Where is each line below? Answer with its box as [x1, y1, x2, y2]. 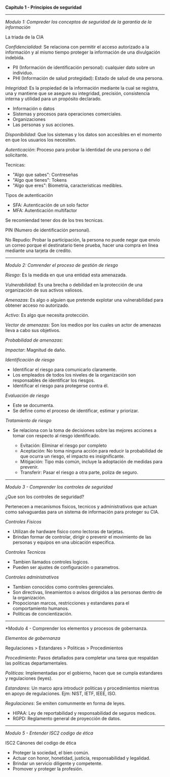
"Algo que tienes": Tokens [12, 177, 67, 183]
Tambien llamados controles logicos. [12, 559, 90, 565]
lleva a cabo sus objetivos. [5, 328, 61, 333]
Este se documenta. [12, 402, 55, 408]
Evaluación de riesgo [5, 392, 50, 398]
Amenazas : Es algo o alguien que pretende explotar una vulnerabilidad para [5, 297, 163, 303]
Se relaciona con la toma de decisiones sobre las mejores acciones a [12, 427, 157, 433]
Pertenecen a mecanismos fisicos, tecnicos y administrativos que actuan [5, 504, 158, 509]
